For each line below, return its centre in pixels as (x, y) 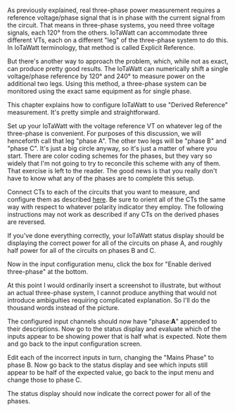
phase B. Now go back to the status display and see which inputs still (108, 365)
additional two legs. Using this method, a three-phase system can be (107, 83)
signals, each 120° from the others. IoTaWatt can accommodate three (107, 32)
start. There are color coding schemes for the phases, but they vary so (110, 156)
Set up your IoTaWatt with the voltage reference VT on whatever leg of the (115, 126)
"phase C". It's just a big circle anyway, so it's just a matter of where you (112, 148)
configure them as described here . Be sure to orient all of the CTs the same (116, 199)
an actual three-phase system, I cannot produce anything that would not (112, 293)
